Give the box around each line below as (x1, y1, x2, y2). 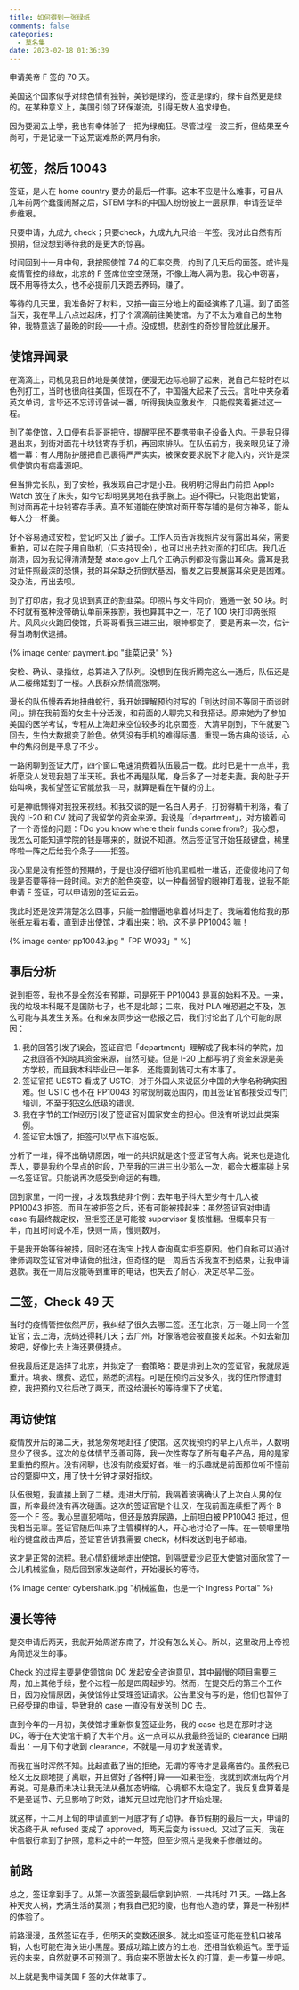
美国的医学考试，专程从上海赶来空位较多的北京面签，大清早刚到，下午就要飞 (9, 718, 290, 729)
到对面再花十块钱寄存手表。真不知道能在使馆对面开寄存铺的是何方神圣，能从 (9, 501, 290, 512)
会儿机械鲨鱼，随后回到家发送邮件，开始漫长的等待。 (9, 1564, 205, 1575)
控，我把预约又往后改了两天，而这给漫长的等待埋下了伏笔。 (9, 1382, 228, 1394)
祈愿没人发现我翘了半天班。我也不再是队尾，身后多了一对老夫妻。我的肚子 (9, 771, 282, 781)
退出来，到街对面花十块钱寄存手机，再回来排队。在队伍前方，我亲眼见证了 (9, 437, 282, 448)
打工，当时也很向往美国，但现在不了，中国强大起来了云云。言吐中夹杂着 (24, 385, 290, 396)
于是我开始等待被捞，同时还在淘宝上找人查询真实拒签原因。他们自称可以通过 (9, 1244, 290, 1254)
